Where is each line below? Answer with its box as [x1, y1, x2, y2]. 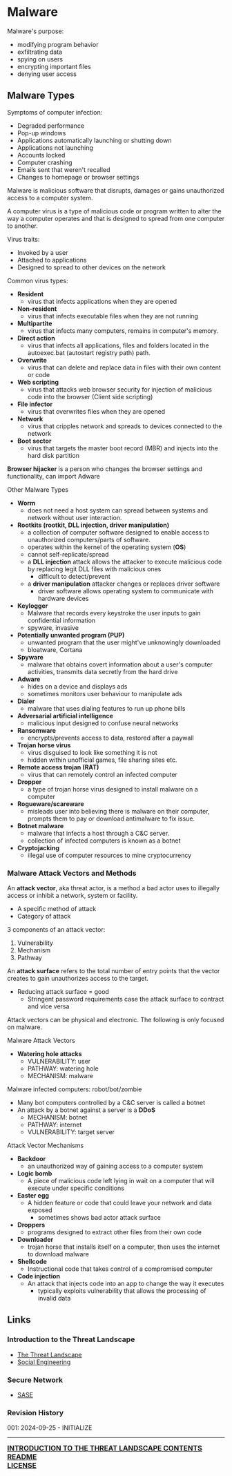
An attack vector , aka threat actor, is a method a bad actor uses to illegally [7, 884, 220, 892]
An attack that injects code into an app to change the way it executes [27, 1279, 224, 1288]
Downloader [17, 1236, 54, 1244]
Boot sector [17, 437, 52, 445]
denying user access [17, 70, 77, 78]
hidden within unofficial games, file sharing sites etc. [27, 756, 177, 764]
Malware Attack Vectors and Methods [7, 868, 137, 878]
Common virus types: [7, 276, 68, 285]
